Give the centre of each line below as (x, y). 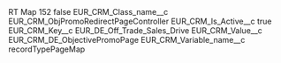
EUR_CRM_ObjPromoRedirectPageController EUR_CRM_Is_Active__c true (140, 21)
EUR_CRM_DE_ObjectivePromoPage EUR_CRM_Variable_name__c (127, 40)
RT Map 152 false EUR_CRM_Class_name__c (88, 12)
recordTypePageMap (47, 49)
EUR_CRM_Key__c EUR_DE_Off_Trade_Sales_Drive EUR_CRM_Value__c (135, 31)
